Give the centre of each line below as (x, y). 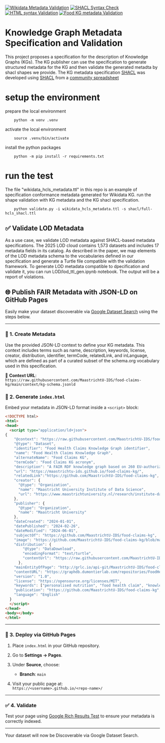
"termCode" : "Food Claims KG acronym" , (55, 462)
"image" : (23, 540)
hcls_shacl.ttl (21, 213)
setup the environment (53, 98)
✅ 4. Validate (21, 705)
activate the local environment (36, 129)
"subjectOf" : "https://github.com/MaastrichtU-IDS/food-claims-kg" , (85, 535)
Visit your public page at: (37, 684)
